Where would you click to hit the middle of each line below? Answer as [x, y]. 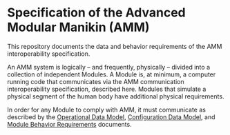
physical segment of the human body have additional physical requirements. [116, 96]
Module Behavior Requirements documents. [70, 124]
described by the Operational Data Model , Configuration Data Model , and [111, 117]
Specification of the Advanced [96, 13]
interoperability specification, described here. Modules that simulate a [107, 89]
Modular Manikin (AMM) [78, 27]
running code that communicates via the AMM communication [96, 81]
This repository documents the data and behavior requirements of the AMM [115, 46]
